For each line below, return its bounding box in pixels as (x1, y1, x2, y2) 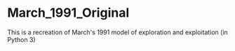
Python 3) (7, 35, 36, 43)
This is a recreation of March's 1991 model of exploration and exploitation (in (7, 28, 228, 36)
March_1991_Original (7, 5, 130, 21)
